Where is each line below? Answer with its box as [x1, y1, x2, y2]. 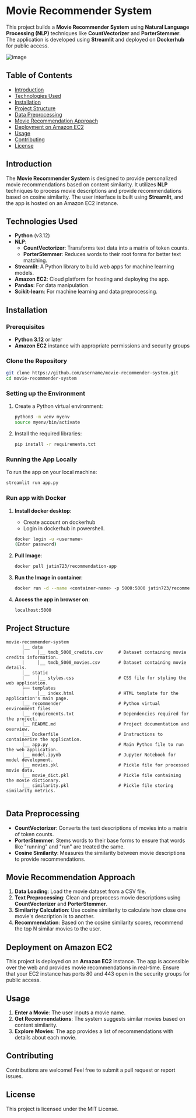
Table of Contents [6, 70, 73, 80]
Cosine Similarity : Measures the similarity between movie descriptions [14, 849, 185, 856]
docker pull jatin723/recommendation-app [14, 564, 117, 570]
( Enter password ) [14, 541, 57, 547]
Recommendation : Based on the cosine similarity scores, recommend [14, 919, 183, 926]
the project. [6, 716, 38, 722]
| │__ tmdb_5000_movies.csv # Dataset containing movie [21, 659, 187, 666]
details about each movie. [14, 1034, 77, 1041]
